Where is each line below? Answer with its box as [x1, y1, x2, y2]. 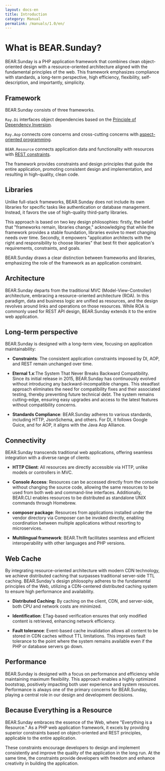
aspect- [139, 131, 156, 137]
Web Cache [5, 554, 42, 563]
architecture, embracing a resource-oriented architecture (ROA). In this [5, 292, 149, 299]
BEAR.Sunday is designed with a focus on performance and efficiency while [5, 671, 159, 677]
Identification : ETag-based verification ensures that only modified [12, 613, 147, 619]
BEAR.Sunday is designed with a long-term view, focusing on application [5, 341, 153, 347]
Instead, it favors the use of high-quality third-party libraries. [5, 209, 128, 215]
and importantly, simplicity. [30, 79, 85, 85]
